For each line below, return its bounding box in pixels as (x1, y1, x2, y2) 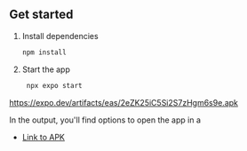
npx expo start (26, 81, 83, 90)
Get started (9, 7, 74, 22)
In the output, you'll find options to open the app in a (9, 115, 202, 125)
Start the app (21, 64, 71, 75)
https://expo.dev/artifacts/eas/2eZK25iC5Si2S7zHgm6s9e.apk (9, 97, 238, 107)
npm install (21, 48, 67, 57)
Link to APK (21, 131, 65, 142)
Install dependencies (21, 30, 100, 41)
